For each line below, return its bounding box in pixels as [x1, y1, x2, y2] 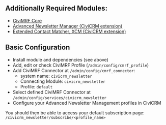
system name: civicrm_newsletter [20, 73, 93, 79]
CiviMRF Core [12, 17, 42, 23]
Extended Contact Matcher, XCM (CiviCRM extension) [12, 28, 126, 35]
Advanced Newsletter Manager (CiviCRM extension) [12, 23, 123, 29]
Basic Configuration [5, 43, 70, 52]
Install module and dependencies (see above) [12, 56, 108, 63]
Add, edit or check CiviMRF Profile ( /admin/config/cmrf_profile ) [12, 62, 149, 68]
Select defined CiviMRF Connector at [12, 89, 91, 95]
